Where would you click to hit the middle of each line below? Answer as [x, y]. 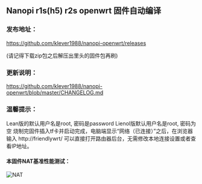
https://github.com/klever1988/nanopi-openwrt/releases [76, 43]
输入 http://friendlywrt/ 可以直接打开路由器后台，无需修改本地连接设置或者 [99, 139]
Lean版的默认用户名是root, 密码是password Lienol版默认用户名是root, [93, 124]
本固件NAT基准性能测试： [38, 161]
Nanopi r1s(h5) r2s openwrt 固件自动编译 [84, 11]
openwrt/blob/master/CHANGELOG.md [55, 92]
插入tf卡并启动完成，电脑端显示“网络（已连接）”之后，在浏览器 [116, 131]
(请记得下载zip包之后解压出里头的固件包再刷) [62, 56]
